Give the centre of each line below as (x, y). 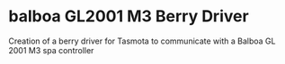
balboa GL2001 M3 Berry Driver (129, 16)
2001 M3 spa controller (51, 50)
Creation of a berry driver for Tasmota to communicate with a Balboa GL (142, 41)
